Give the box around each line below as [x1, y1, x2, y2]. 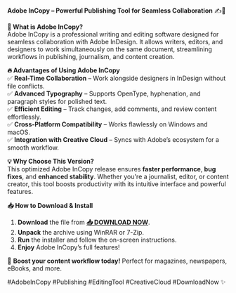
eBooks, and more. [7, 264, 62, 273]
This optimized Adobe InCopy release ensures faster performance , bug [7, 165, 216, 173]
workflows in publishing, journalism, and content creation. [7, 53, 175, 60]
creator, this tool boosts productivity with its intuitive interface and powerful [7, 180, 226, 188]
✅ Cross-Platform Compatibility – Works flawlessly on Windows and [7, 120, 209, 129]
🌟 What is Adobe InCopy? [7, 22, 83, 31]
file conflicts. [7, 82, 45, 90]
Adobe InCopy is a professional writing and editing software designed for [7, 30, 219, 38]
